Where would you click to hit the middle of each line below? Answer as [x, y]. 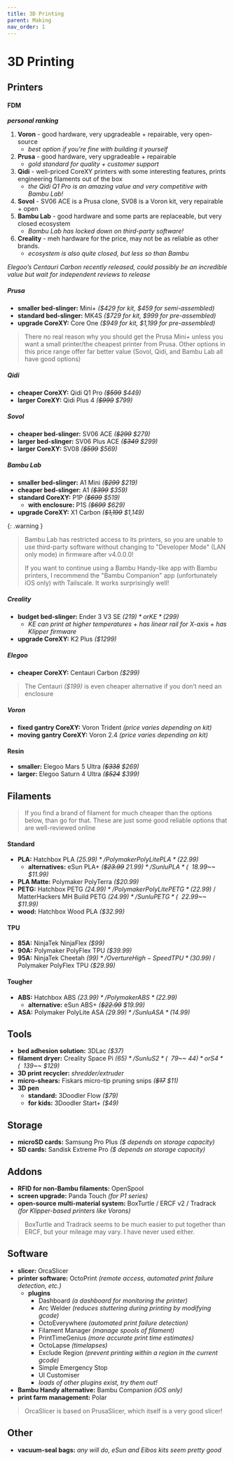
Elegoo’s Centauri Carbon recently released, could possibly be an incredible [117, 267]
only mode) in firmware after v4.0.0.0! [79, 555]
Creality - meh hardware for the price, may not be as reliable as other [118, 238]
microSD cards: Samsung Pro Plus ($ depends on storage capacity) [116, 1142]
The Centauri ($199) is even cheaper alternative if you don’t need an [123, 686]
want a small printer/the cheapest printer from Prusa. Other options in [125, 344]
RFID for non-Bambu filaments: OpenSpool [81, 1188]
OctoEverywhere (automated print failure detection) [113, 1323]
